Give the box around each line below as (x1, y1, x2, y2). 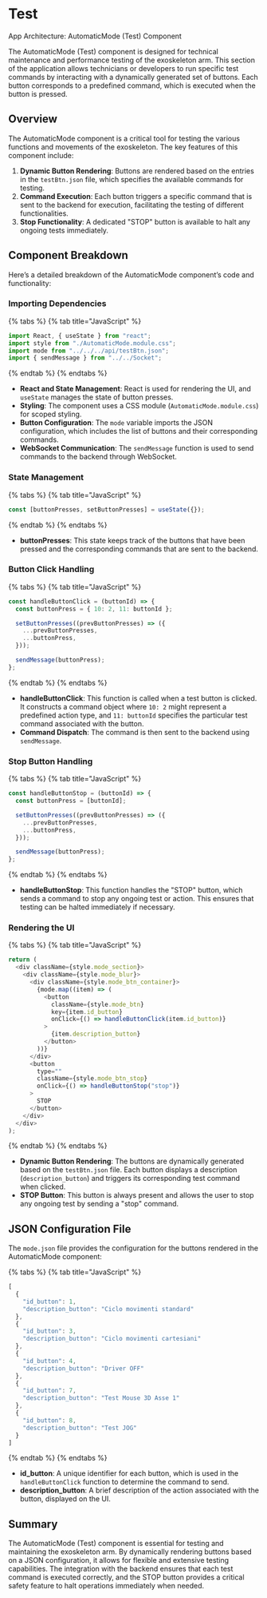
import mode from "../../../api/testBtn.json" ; (8, 347, 170, 355)
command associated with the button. (19, 718, 144, 728)
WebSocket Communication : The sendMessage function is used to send (19, 443, 254, 453)
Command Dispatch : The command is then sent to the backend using (19, 727, 249, 737)
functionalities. (19, 209, 69, 218)
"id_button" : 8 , (22, 1416, 77, 1425)
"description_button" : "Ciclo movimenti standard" (22, 1305, 194, 1313)
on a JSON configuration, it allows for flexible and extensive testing (8, 1556, 230, 1565)
